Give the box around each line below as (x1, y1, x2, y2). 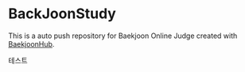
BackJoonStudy (8, 5, 117, 23)
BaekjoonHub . (8, 39, 55, 48)
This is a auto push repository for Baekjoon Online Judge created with (8, 31, 238, 40)
